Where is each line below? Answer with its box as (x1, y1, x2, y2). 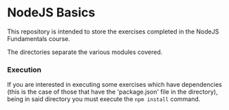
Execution (7, 65, 42, 74)
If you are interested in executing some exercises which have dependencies (7, 81, 222, 89)
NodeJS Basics (7, 5, 96, 20)
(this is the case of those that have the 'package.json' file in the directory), (7, 87, 218, 96)
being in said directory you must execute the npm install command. (7, 95, 201, 103)
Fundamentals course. (7, 34, 71, 42)
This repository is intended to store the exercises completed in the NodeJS (7, 27, 219, 36)
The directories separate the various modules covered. (7, 48, 163, 56)
